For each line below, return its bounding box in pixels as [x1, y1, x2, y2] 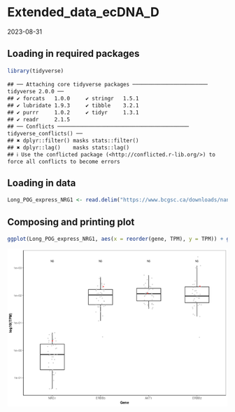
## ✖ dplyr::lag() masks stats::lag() [7, 144, 130, 151]
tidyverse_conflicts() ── [7, 130, 83, 137]
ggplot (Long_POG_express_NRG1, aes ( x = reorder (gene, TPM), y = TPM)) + [7, 236, 224, 243]
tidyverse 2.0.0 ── [7, 88, 64, 95]
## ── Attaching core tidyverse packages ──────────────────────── [7, 81, 208, 88]
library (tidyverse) [7, 67, 64, 74]
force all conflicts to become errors [7, 158, 120, 165]
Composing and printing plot [7, 215, 135, 228]
